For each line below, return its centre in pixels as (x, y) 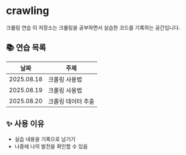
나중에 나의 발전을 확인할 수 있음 (51, 146)
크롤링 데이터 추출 (71, 101)
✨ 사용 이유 (25, 124)
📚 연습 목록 (26, 48)
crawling (28, 11)
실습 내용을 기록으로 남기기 (45, 139)
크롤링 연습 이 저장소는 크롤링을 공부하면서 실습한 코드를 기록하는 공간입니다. (93, 27)
